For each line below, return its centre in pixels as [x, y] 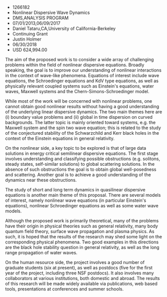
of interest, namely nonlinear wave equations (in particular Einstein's [76, 200]
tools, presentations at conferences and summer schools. [64, 289]
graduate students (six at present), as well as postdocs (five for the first [79, 268]
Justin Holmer [27, 39]
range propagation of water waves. [41, 253]
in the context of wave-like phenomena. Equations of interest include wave [82, 75]
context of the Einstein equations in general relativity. [60, 138]
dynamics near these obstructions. [41, 180]
